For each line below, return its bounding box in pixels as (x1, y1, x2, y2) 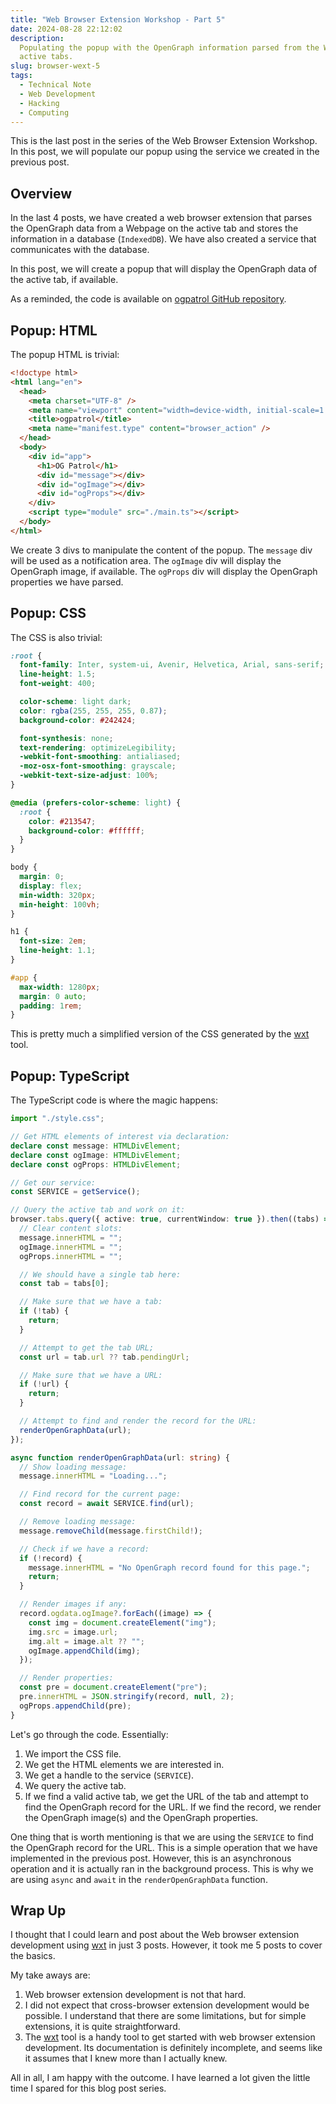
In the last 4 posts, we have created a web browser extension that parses (10, 212, 313, 224)
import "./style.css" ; (10, 1114, 105, 1124)
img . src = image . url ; (28, 1627, 118, 1637)
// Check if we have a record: (19, 1544, 150, 1554)
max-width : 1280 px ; (19, 982, 101, 992)
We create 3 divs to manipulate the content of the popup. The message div (10, 544, 313, 556)
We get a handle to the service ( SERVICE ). (24, 1769, 195, 1781)
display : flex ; (19, 881, 83, 891)
